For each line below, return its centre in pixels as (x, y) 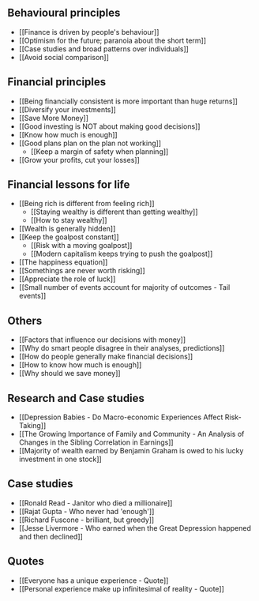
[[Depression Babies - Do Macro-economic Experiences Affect (121, 417)
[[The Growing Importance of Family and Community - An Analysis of (131, 434)
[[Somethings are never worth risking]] (82, 271)
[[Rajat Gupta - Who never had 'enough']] (86, 511)
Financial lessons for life (69, 185)
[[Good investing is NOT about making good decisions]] (109, 126)
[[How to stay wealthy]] (69, 220)
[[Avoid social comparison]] (64, 57)
